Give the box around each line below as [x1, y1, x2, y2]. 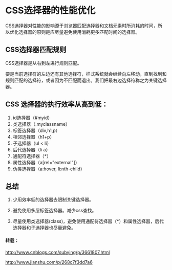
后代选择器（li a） [12, 146, 51, 152]
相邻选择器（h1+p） [12, 133, 55, 140]
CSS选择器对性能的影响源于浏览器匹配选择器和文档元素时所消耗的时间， [5, 22, 158, 29]
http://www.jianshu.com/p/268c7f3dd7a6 [5, 259, 93, 265]
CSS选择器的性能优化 [5, 5, 96, 16]
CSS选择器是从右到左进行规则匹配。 [5, 60, 82, 66]
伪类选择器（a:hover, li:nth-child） [12, 166, 85, 172]
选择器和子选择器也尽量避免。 [12, 224, 76, 231]
